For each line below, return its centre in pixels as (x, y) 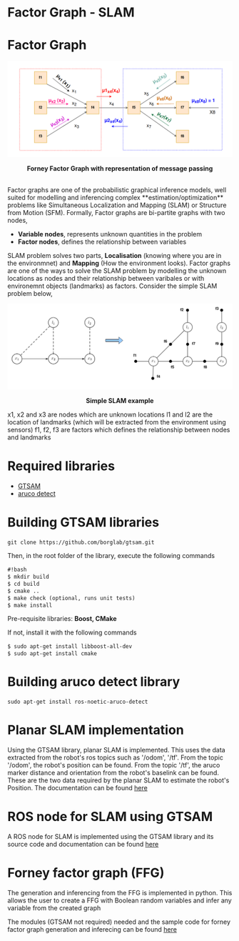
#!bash (17, 570)
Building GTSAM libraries (83, 523)
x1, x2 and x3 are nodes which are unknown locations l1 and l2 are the (110, 414)
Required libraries (61, 466)
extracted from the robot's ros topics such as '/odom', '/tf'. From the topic (115, 757)
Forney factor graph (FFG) (86, 873)
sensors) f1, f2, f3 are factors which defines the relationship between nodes (119, 430)
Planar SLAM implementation (96, 730)
